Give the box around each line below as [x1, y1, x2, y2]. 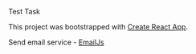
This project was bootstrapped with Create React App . [8, 22, 189, 31]
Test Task [8, 7, 40, 16]
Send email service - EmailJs [8, 37, 104, 47]
